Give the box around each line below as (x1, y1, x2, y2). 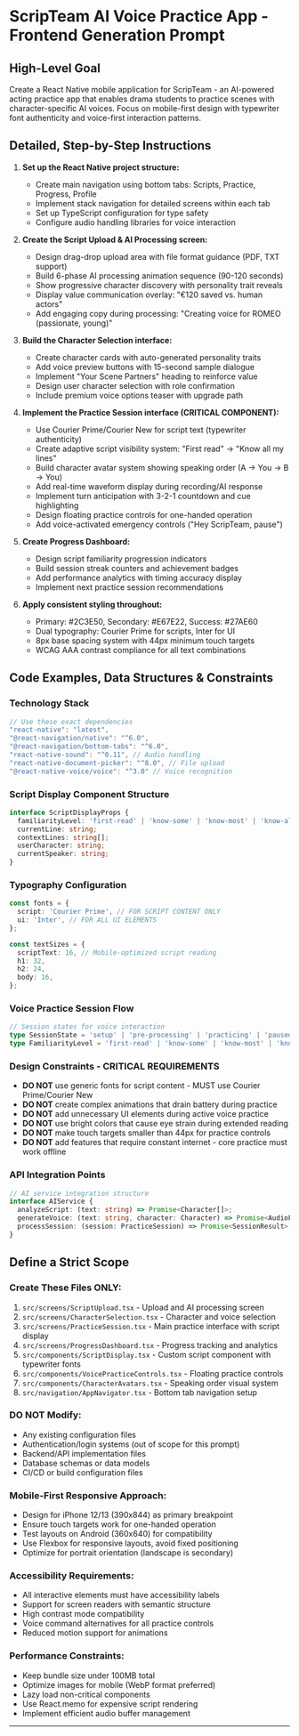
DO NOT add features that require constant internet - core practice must (21, 1137, 287, 1148)
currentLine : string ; (17, 825, 98, 834)
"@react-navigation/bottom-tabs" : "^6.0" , (9, 742, 169, 751)
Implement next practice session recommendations (35, 581, 224, 593)
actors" (35, 298, 63, 309)
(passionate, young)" (35, 318, 113, 328)
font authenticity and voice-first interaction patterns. (9, 113, 202, 123)
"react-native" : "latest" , (9, 725, 109, 735)
